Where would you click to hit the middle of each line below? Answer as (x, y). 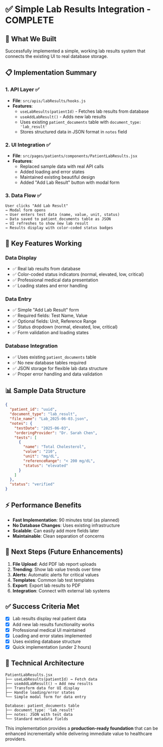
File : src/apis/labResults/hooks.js (49, 100)
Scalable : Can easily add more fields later (56, 531)
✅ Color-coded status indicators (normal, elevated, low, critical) (78, 274)
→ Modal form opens (26, 210)
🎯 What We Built (31, 39)
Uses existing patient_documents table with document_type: (81, 122)
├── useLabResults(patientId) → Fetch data (51, 679)
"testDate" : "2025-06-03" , (42, 428)
